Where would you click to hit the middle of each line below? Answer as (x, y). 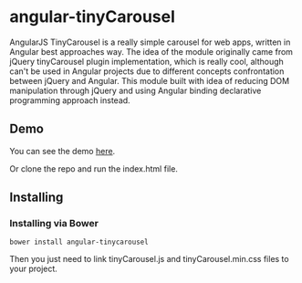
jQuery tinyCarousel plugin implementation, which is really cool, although (147, 61)
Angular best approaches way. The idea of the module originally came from (151, 51)
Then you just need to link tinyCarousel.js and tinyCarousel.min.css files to (149, 259)
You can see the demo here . (62, 151)
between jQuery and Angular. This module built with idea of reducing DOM (150, 80)
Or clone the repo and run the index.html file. (94, 168)
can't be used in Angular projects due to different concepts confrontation (147, 71)
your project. (33, 269)
